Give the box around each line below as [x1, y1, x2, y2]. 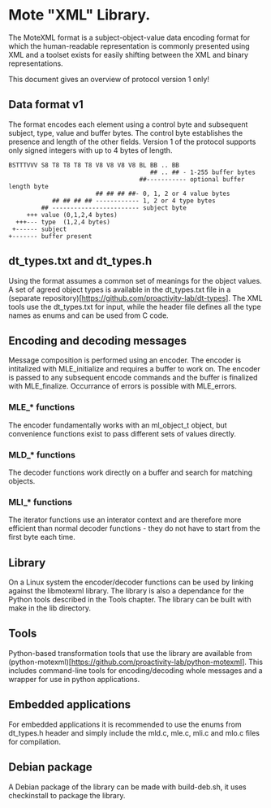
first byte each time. [8, 532, 75, 542]
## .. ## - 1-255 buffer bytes [149, 168, 256, 176]
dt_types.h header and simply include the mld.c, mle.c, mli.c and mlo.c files [8, 728, 260, 737]
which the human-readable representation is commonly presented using [8, 41, 250, 50]
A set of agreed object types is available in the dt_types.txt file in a [8, 285, 231, 294]
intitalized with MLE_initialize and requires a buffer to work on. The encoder [8, 364, 261, 374]
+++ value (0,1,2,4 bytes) [26, 211, 118, 219]
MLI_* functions [8, 496, 73, 507]
